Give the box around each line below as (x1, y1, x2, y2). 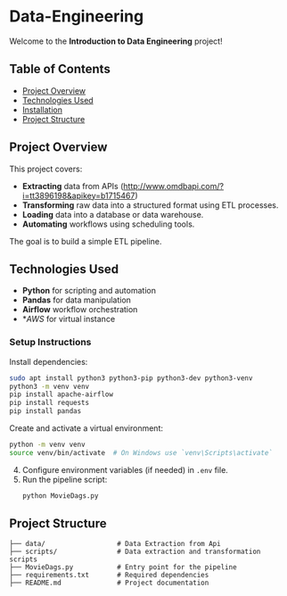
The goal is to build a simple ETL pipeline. (9, 236, 162, 246)
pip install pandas (9, 407, 82, 416)
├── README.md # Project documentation (9, 578, 209, 588)
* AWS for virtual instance (21, 314, 116, 325)
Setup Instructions (9, 336, 92, 349)
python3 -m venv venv (9, 382, 90, 391)
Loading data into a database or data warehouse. (21, 209, 204, 219)
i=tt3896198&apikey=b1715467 (21, 190, 135, 201)
